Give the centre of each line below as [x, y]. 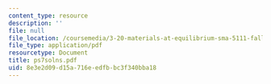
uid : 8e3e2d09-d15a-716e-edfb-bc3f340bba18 [83, 68]
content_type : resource [48, 16]
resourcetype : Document [48, 53]
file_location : [34, 38]
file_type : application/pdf [56, 46]
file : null [27, 30]
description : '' [35, 23]
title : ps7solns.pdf [43, 61]
